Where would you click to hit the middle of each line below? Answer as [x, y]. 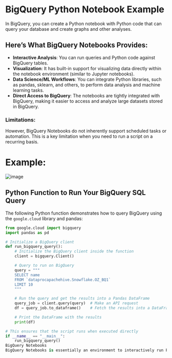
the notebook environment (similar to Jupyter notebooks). [73, 74]
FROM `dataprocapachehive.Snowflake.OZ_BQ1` [63, 280]
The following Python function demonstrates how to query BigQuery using [84, 213]
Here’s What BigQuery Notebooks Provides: [77, 45]
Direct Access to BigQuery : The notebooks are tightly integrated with [86, 95]
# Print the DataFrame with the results [58, 317]
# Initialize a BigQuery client [40, 242]
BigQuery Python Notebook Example [85, 9]
